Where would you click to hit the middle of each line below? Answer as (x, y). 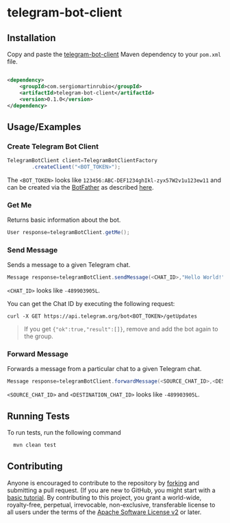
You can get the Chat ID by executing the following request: (91, 304)
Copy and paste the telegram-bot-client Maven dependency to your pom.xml (114, 54)
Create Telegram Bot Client (53, 146)
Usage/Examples (44, 127)
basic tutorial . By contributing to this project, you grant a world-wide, (104, 497)
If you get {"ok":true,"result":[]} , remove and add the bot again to (121, 329)
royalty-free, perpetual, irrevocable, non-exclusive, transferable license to (111, 505)
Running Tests (38, 416)
